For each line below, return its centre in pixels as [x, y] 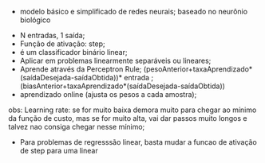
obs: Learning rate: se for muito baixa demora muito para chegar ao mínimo [132, 110]
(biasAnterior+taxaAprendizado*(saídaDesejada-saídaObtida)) [123, 86]
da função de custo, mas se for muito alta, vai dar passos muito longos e [128, 118]
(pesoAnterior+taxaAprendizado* [198, 69]
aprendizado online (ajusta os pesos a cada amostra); [108, 94]
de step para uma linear [59, 151]
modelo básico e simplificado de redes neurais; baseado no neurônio [134, 12]
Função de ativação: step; [62, 44]
